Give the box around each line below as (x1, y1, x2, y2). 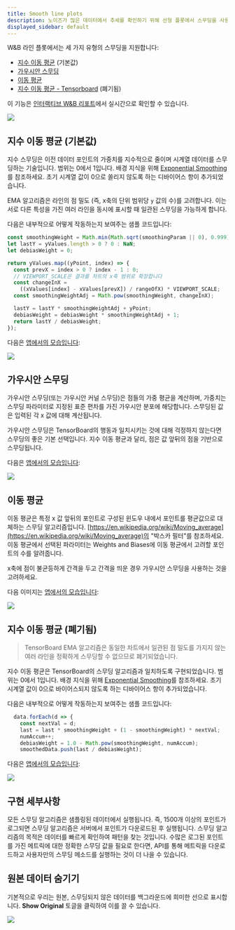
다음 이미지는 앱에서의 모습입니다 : (7, 588, 99, 596)
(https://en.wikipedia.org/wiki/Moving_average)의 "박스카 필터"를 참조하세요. (7, 532, 224, 540)
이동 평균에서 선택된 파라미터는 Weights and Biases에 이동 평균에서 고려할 (7, 541, 211, 549)
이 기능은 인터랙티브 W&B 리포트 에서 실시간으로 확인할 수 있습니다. (7, 100, 189, 108)
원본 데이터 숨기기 (7, 872, 80, 884)
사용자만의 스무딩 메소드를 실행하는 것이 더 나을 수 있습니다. (25, 850, 188, 859)
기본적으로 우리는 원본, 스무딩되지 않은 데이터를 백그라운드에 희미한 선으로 (7, 892, 209, 901)
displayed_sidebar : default (7, 23, 90, 30)
